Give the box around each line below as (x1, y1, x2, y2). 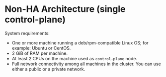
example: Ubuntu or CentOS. (11, 45, 71, 51)
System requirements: (4, 30, 50, 36)
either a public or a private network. (11, 66, 85, 72)
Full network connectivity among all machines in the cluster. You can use (11, 61, 161, 67)
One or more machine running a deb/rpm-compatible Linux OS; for (11, 39, 149, 45)
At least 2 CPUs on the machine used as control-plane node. (11, 55, 138, 61)
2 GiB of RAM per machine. (11, 50, 68, 56)
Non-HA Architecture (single (4, 3, 126, 15)
